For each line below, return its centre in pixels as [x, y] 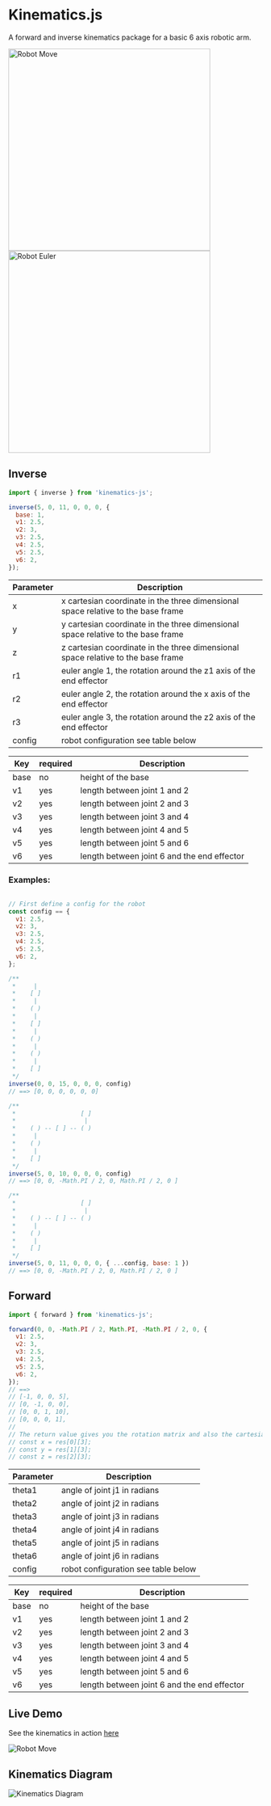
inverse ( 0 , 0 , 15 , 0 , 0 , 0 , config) [70, 1084]
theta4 [25, 1530]
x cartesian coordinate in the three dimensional [150, 601]
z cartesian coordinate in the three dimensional [150, 647]
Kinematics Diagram [60, 1774]
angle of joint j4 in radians [110, 1530]
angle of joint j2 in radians [110, 1504]
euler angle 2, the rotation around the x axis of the [156, 694]
